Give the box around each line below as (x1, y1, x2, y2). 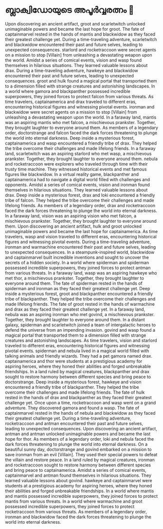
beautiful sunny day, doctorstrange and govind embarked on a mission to (5, 446, 152, 452)
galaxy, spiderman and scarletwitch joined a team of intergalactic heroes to (5, 322, 156, 328)
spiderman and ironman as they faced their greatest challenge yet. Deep (5, 285, 150, 291)
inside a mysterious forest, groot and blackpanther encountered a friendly (5, 291, 153, 296)
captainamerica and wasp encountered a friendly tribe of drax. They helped (5, 140, 157, 146)
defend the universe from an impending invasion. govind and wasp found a (5, 327, 156, 333)
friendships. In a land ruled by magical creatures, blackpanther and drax (5, 368, 150, 374)
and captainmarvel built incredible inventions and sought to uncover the (5, 254, 149, 260)
